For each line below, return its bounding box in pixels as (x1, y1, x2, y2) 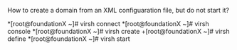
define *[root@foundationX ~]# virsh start (7, 35, 130, 43)
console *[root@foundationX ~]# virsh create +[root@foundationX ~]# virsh (7, 27, 230, 35)
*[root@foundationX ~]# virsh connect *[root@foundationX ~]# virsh (7, 20, 209, 27)
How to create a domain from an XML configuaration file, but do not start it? (7, 6, 230, 14)
